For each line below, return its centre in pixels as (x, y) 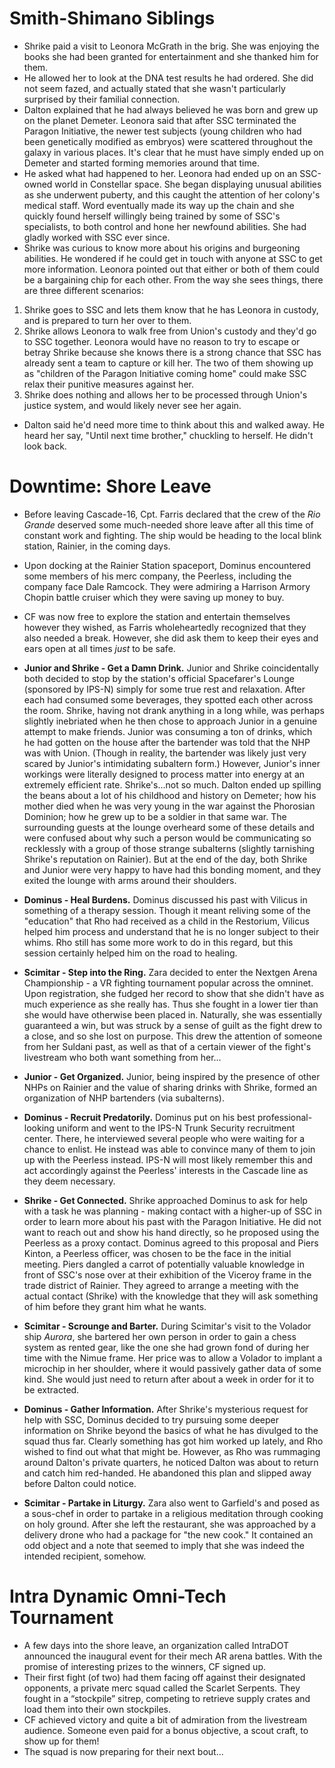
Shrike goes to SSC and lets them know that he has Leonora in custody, (171, 309)
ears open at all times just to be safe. (99, 648)
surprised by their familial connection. (102, 99)
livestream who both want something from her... (122, 1057)
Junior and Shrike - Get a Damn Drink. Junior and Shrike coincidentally (171, 668)
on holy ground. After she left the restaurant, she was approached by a (170, 1524)
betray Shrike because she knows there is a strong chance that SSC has (172, 352)
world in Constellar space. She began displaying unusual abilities (188, 184)
